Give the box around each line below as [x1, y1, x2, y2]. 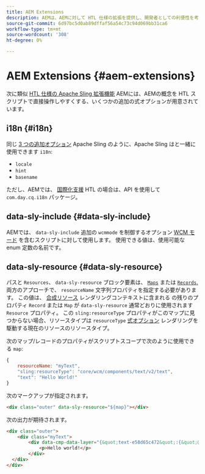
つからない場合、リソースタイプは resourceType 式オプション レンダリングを [6, 317, 199, 324]
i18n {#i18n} [6, 123, 53, 134]
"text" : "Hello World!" [17, 374, 78, 381]
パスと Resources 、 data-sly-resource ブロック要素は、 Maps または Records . [6, 279, 198, 286]
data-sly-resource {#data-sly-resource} [6, 261, 163, 272]
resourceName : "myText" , [17, 363, 81, 370]
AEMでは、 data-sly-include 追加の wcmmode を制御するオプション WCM [6, 228, 188, 236]
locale [15, 161, 32, 167]
